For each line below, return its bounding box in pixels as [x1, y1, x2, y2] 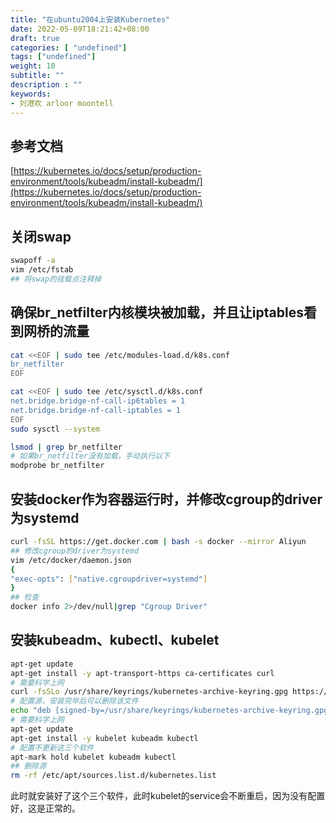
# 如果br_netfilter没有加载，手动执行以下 [10, 451, 170, 461]
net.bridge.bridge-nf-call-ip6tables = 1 [10, 396, 186, 406]
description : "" [10, 80, 83, 90]
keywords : [10, 89, 52, 99]
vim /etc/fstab [10, 265, 74, 275]
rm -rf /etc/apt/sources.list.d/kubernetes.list [10, 771, 217, 781]
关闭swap [10, 228, 72, 245]
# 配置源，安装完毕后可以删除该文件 [10, 696, 139, 706]
